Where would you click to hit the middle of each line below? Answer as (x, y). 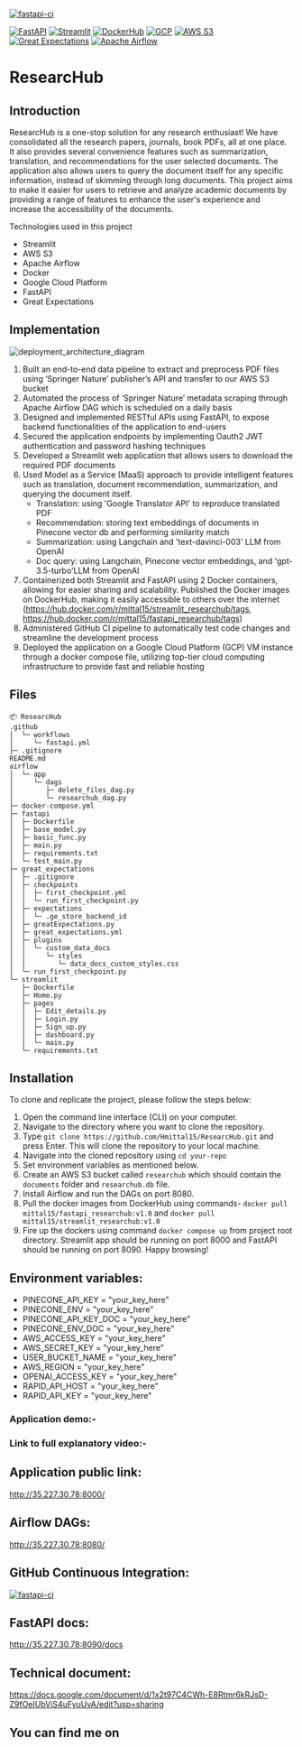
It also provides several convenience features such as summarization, (139, 152)
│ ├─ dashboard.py (58, 1035)
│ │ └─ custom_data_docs (60, 947)
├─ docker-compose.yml (52, 806)
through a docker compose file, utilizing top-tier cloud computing (143, 656)
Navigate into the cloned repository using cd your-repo (124, 1156)
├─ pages (37, 1003)
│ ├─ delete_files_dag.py (72, 790)
